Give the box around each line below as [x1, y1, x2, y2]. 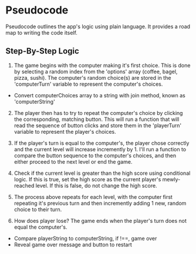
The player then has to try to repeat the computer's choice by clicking [13, 109, 183, 116]
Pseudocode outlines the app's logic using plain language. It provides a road [5, 23, 191, 30]
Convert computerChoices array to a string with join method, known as [13, 92, 185, 99]
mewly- [162, 175, 181, 182]
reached [13, 182, 35, 189]
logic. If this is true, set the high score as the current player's [13, 175, 161, 182]
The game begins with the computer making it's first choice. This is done [13, 62, 191, 69]
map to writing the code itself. [5, 29, 77, 36]
